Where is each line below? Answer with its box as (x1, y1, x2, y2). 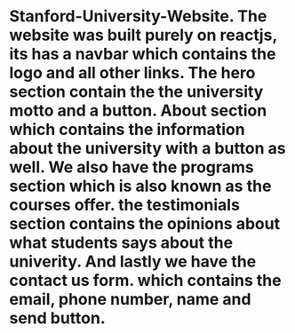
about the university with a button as (9, 139, 286, 159)
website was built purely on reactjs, (9, 25, 277, 45)
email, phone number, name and (9, 289, 251, 310)
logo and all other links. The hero (9, 63, 256, 83)
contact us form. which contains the (9, 271, 282, 290)
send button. (9, 308, 107, 329)
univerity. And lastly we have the (9, 251, 257, 272)
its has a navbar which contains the (9, 44, 276, 64)
